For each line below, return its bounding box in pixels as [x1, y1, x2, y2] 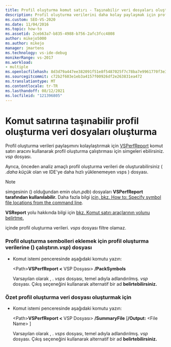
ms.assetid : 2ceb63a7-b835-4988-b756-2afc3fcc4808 [5, 31, 115, 36]
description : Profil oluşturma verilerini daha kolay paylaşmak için [5, 12, 156, 17]
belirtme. [5, 215, 24, 221]
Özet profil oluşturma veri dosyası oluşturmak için [5, 293, 132, 300]
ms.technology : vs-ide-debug [5, 50, 67, 55]
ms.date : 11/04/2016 [5, 21, 49, 27]
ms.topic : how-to [5, 27, 42, 32]
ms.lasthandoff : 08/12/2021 [5, 88, 65, 94]
